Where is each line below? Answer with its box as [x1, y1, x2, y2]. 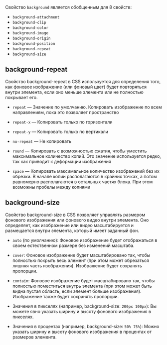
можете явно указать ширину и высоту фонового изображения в [12, 308, 151, 314]
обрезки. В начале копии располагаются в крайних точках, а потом [12, 173, 157, 179]
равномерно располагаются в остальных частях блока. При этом [12, 179, 153, 185]
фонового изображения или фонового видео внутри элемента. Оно [5, 217, 149, 223]
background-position [12, 41, 55, 46]
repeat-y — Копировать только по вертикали [12, 128, 109, 134]
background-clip [12, 20, 46, 25]
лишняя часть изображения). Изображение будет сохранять [12, 262, 142, 268]
